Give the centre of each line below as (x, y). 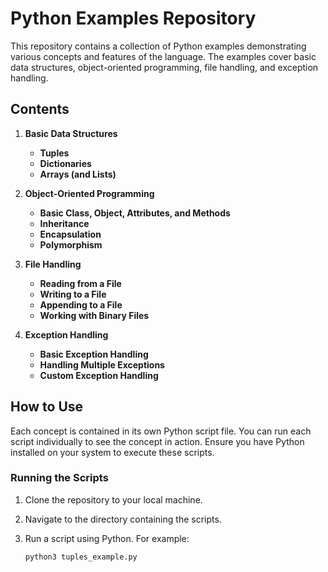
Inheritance (64, 223)
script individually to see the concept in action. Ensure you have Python (157, 441)
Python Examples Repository (133, 18)
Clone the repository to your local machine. (113, 499)
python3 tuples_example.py (81, 557)
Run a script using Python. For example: (107, 538)
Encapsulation (70, 234)
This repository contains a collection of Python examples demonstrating (158, 46)
